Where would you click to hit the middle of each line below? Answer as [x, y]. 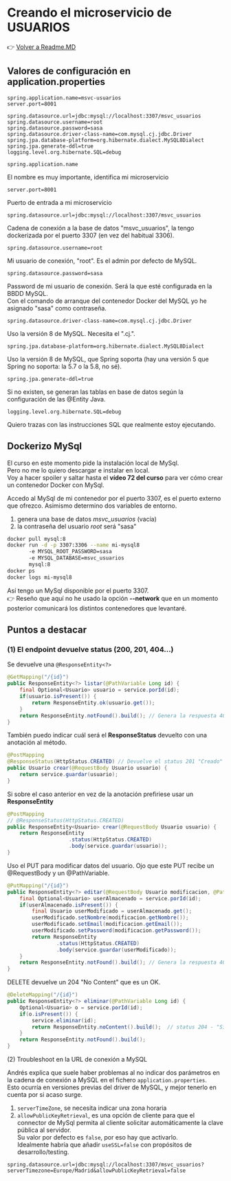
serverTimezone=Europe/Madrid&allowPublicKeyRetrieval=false [97, 1171]
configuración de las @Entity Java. [56, 399]
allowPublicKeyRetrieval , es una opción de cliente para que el [106, 1115]
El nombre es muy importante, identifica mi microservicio [88, 177]
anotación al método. [37, 742]
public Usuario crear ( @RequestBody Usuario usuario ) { [87, 768]
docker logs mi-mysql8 [40, 577]
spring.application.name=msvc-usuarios [64, 98]
